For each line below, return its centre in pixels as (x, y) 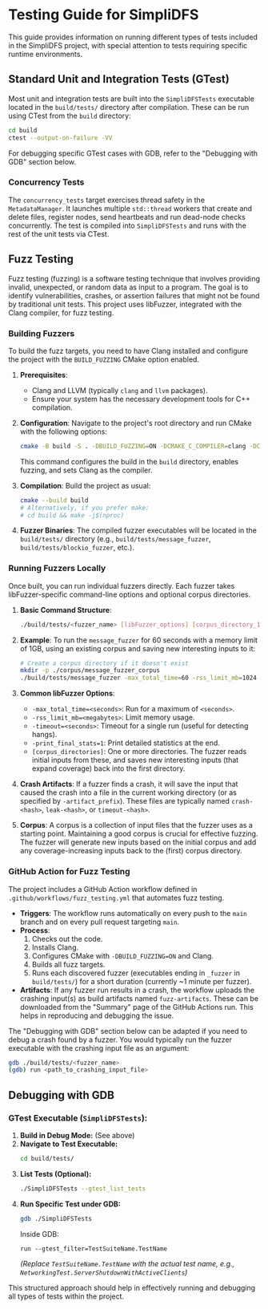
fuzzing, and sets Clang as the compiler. (86, 470)
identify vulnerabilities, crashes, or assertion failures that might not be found (134, 295)
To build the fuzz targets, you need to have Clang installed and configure (128, 351)
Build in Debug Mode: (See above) (77, 1135)
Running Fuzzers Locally (57, 569)
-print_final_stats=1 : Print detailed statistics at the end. (126, 743)
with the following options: (64, 432)
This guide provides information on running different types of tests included (133, 37)
